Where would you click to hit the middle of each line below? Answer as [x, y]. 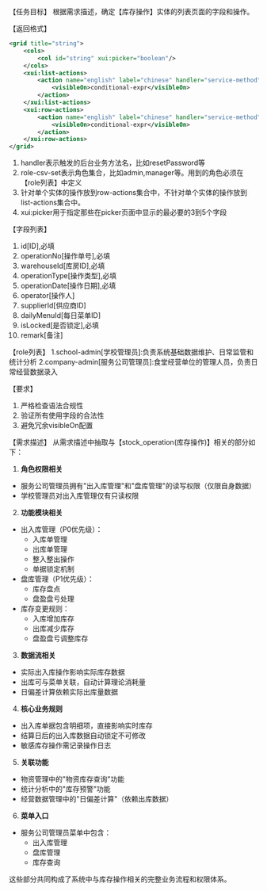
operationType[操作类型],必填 [69, 276]
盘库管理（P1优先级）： [57, 579]
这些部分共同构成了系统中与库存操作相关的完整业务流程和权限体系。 [120, 879]
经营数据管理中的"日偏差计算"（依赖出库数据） [97, 799]
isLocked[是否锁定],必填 [60, 325]
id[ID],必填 [37, 246]
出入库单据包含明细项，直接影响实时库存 [86, 726]
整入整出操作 [53, 559]
